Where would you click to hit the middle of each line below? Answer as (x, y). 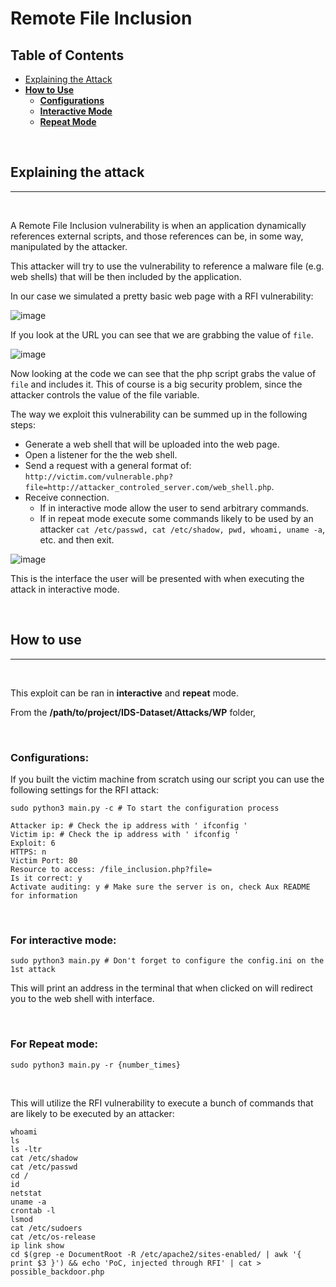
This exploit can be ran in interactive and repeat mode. (124, 693)
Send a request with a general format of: (108, 465)
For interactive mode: (63, 940)
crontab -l (33, 1210)
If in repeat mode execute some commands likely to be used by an (176, 518)
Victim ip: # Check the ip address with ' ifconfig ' (125, 834)
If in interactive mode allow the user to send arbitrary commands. (174, 508)
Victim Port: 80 (44, 860)
